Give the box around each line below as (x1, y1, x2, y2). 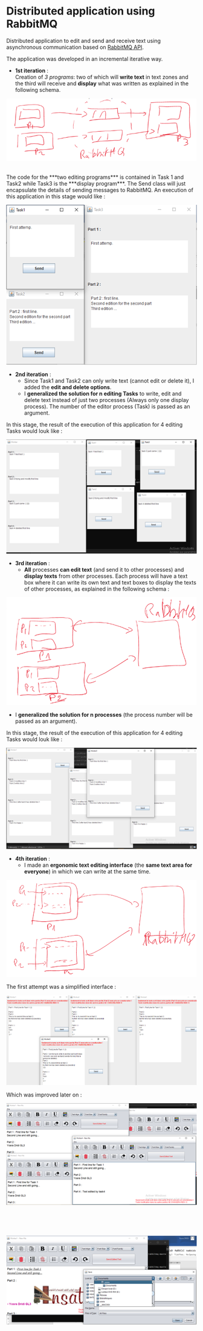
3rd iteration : (14, 559, 50, 566)
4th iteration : (14, 855, 50, 862)
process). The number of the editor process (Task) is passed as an (24, 403, 190, 410)
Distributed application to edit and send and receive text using (6, 37, 161, 44)
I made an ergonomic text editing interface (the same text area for (24, 861, 193, 869)
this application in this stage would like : (6, 193, 106, 200)
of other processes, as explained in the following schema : (24, 585, 170, 592)
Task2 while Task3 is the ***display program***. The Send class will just (6, 180, 186, 187)
